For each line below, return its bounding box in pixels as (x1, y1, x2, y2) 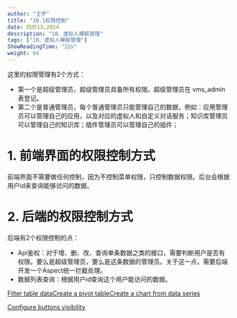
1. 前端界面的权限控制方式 (7, 148, 156, 164)
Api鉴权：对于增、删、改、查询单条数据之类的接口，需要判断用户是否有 (17, 248, 226, 257)
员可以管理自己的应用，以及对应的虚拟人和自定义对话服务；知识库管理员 (17, 111, 228, 120)
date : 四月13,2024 (7, 23, 59, 30)
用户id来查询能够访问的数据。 (7, 181, 93, 189)
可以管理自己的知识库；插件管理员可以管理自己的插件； (17, 120, 178, 129)
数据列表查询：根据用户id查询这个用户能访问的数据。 (17, 275, 171, 283)
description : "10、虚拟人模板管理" (7, 30, 104, 37)
